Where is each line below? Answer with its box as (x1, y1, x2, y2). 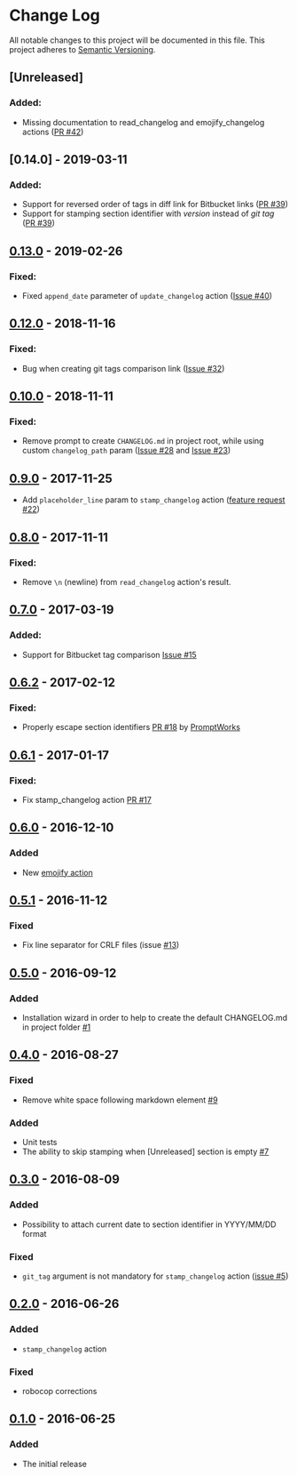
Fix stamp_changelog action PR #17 (21, 794, 152, 805)
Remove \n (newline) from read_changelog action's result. (21, 576, 232, 587)
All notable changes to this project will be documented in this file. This (9, 35, 266, 45)
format (21, 1228, 47, 1239)
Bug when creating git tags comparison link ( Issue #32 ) (21, 363, 225, 373)
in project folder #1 (21, 1022, 91, 1032)
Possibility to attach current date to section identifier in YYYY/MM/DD (21, 1219, 277, 1230)
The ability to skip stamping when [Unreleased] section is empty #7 (21, 1146, 270, 1157)
